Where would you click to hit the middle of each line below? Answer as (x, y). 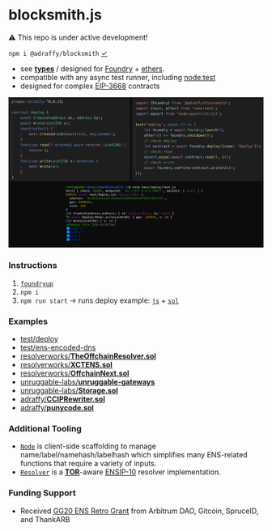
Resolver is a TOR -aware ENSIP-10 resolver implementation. (120, 472)
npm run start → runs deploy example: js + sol (100, 300)
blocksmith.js (55, 15)
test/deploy (39, 339)
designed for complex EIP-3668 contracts (90, 86)
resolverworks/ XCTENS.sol (66, 365)
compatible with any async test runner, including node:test (118, 77)
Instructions (33, 265)
